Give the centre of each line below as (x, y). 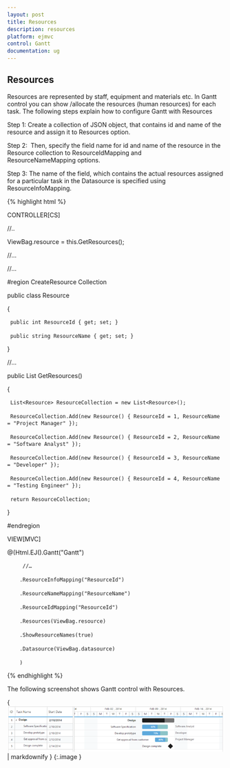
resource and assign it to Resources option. (69, 132)
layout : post (26, 15)
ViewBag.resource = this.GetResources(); (66, 241)
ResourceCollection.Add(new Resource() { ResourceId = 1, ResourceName (115, 416)
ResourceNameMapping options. (54, 160)
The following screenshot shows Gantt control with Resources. (96, 689)
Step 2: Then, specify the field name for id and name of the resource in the (114, 145)
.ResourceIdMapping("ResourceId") (69, 607)
